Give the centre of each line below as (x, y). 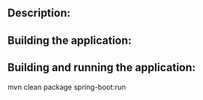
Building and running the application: (102, 68)
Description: (39, 13)
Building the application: (70, 40)
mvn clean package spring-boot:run (67, 86)
